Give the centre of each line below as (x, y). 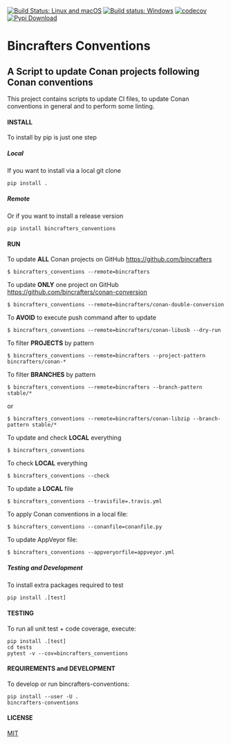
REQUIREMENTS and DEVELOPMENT (61, 669)
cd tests (20, 647)
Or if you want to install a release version (65, 216)
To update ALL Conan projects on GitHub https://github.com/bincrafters (110, 259)
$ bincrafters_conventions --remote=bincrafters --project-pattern (107, 356)
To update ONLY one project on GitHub (63, 285)
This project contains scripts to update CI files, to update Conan (98, 99)
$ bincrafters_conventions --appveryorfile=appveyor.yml (91, 552)
